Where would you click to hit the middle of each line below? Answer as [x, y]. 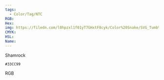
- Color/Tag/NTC [26, 14]
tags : [10, 10]
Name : [10, 41]
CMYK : [10, 32]
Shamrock [15, 55]
